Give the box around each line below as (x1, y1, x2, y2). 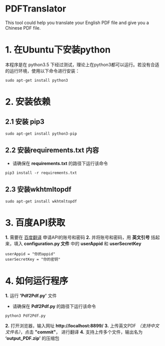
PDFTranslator (5, 3, 66, 15)
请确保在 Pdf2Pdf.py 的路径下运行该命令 (12, 303, 96, 309)
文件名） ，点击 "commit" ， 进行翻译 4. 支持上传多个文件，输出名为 (5, 329, 143, 335)
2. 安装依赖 (5, 96, 51, 108)
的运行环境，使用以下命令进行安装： (5, 68, 80, 74)
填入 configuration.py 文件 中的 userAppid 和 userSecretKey (13, 241, 141, 247)
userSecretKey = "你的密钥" (5, 257, 61, 262)
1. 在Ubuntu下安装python (5, 44, 111, 56)
